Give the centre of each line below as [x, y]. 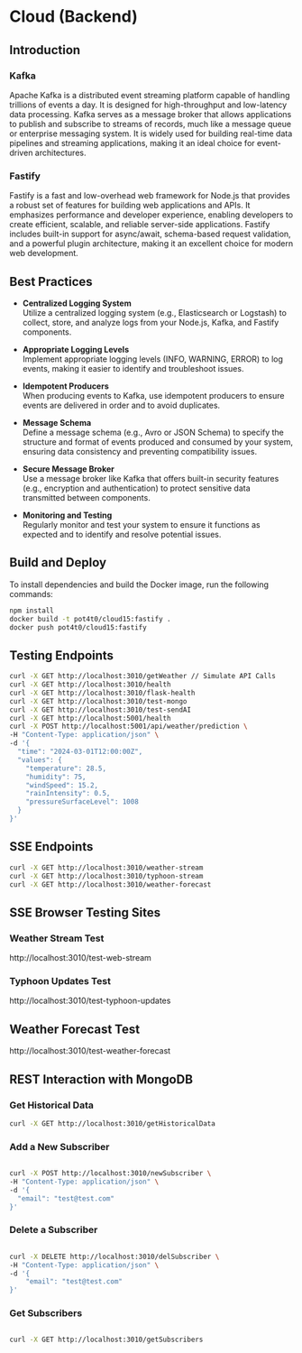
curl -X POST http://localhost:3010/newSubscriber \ [110, 1174]
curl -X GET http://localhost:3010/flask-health [102, 693]
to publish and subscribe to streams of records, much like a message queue [150, 124]
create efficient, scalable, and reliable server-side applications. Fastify [140, 225]
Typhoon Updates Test [60, 981]
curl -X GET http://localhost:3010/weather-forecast [110, 884]
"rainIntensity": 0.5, [68, 794]
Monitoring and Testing [67, 515]
